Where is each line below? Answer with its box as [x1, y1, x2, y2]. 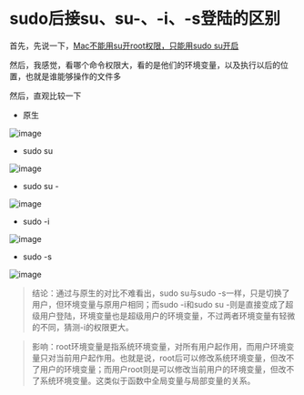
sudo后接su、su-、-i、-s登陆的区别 [9, 8, 280, 29]
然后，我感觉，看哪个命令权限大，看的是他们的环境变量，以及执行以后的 [9, 59, 280, 70]
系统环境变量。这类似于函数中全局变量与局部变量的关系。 [39, 375, 256, 386]
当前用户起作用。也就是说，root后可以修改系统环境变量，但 [56, 352, 279, 363]
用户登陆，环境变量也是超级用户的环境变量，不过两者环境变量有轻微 [39, 310, 296, 321]
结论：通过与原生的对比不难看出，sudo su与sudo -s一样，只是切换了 [31, 288, 290, 299]
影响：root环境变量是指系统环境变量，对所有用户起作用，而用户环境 [31, 340, 287, 351]
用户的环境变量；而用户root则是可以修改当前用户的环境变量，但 [39, 363, 279, 374]
